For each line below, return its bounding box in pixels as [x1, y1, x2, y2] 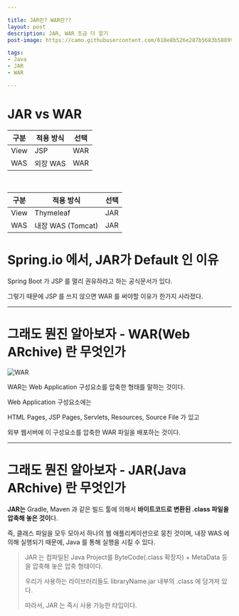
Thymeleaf [34, 208, 71, 218]
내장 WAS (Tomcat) [34, 221, 98, 230]
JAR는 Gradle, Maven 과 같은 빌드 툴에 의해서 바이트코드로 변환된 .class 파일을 [7, 504, 229, 513]
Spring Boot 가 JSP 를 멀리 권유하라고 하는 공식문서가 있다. [7, 277, 173, 285]
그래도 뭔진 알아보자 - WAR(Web [7, 326, 191, 342]
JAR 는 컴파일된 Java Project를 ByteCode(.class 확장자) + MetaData [24, 553, 221, 561]
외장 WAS [34, 158, 66, 168]
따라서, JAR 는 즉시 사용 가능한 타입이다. [24, 600, 137, 609]
